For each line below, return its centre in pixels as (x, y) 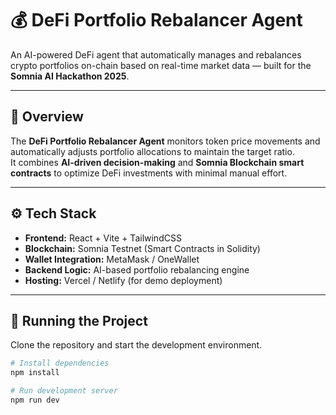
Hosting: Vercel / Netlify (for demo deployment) (123, 280)
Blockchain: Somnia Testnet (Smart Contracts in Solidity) (142, 248)
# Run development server (64, 391)
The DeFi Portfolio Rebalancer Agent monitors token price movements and (165, 141)
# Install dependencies (60, 363)
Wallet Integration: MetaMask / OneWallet (112, 259)
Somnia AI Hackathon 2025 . (70, 76)
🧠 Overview (47, 117)
